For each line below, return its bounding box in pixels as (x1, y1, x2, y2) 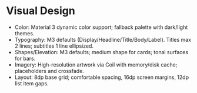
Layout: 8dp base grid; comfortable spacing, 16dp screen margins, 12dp (14, 74, 189, 81)
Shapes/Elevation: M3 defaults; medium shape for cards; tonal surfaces (14, 48, 189, 55)
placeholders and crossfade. (14, 67, 84, 74)
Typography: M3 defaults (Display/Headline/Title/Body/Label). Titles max (14, 36, 192, 43)
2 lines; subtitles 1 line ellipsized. (14, 42, 94, 49)
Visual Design (6, 4, 75, 18)
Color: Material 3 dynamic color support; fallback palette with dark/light (14, 24, 188, 31)
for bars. (14, 55, 36, 62)
